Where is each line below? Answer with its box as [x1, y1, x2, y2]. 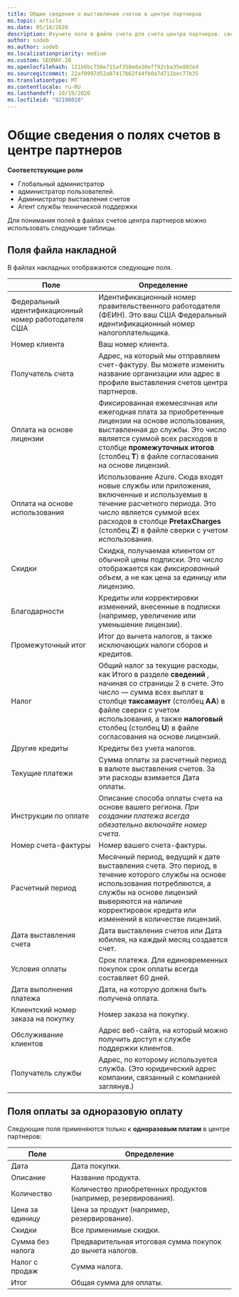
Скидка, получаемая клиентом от [98, 545, 216, 555]
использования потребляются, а [98, 878, 211, 888]
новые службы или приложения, [98, 481, 211, 490]
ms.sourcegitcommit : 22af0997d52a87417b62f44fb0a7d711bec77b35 [7, 70, 199, 77]
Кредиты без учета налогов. [98, 743, 196, 753]
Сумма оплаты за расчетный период [98, 755, 226, 765]
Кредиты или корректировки [98, 592, 199, 602]
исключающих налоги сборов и [98, 640, 208, 650]
